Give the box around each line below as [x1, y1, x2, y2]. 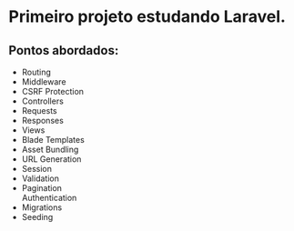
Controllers [21, 95, 65, 106]
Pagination [21, 183, 63, 193]
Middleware [21, 76, 66, 87]
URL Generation [21, 154, 82, 165]
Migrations [21, 202, 63, 213]
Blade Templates [21, 135, 86, 145]
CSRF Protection [21, 86, 84, 96]
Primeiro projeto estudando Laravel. [8, 6, 286, 27]
